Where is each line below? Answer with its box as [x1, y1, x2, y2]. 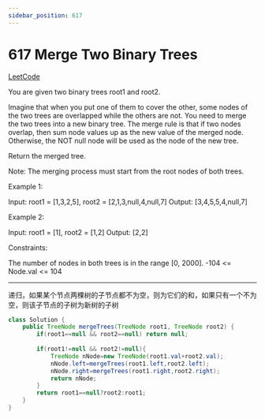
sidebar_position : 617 [8, 11, 83, 20]
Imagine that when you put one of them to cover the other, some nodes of [8, 102, 248, 111]
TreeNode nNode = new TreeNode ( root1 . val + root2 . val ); [50, 352, 224, 360]
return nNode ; [50, 374, 97, 383]
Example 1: [8, 181, 43, 191]
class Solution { [8, 316, 65, 324]
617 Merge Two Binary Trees [8, 45, 198, 63]
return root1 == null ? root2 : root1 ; [36, 389, 147, 397]
